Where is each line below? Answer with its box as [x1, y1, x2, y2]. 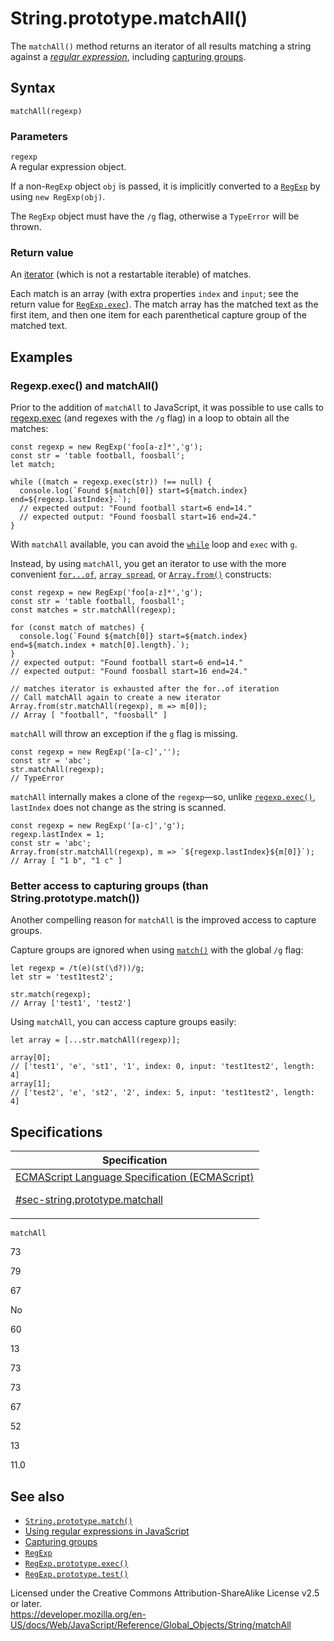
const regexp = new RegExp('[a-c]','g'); [10, 821, 186, 831]
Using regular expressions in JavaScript [24, 1525, 190, 1537]
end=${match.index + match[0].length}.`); [10, 640, 190, 651]
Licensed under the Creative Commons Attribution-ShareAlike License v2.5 [10, 1587, 320, 1599]
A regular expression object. [10, 161, 127, 173]
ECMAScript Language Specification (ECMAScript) [15, 1170, 255, 1184]
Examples [10, 348, 73, 366]
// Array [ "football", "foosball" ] [10, 710, 168, 721]
